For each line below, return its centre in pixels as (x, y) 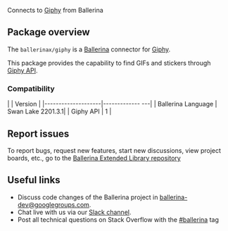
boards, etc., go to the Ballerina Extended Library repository (94, 158)
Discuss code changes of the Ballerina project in (88, 197)
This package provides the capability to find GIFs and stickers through (109, 63)
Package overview (49, 32)
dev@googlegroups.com (53, 204)
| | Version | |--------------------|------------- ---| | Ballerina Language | (112, 104)
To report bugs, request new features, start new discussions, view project (114, 150)
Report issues (38, 133)
